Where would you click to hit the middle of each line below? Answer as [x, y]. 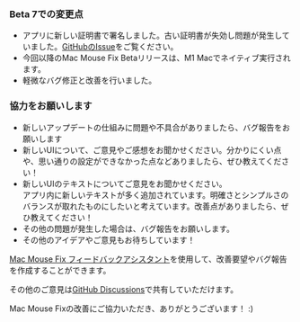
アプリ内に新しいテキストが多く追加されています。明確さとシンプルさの [155, 194]
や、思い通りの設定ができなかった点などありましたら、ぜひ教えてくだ [152, 161]
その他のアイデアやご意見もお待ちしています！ [109, 239]
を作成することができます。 [60, 270]
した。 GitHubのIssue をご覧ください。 [108, 47]
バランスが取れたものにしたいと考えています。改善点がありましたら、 [151, 206]
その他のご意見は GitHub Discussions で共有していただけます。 [124, 289]
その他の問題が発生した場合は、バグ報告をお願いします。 [128, 228]
